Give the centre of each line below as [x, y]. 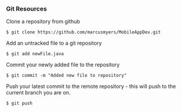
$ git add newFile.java [35, 54]
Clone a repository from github [43, 22]
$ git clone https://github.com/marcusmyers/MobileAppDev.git [83, 32]
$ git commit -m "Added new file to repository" [66, 76]
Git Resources [27, 9]
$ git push [19, 103]
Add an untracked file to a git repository [54, 43]
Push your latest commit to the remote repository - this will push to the [91, 86]
